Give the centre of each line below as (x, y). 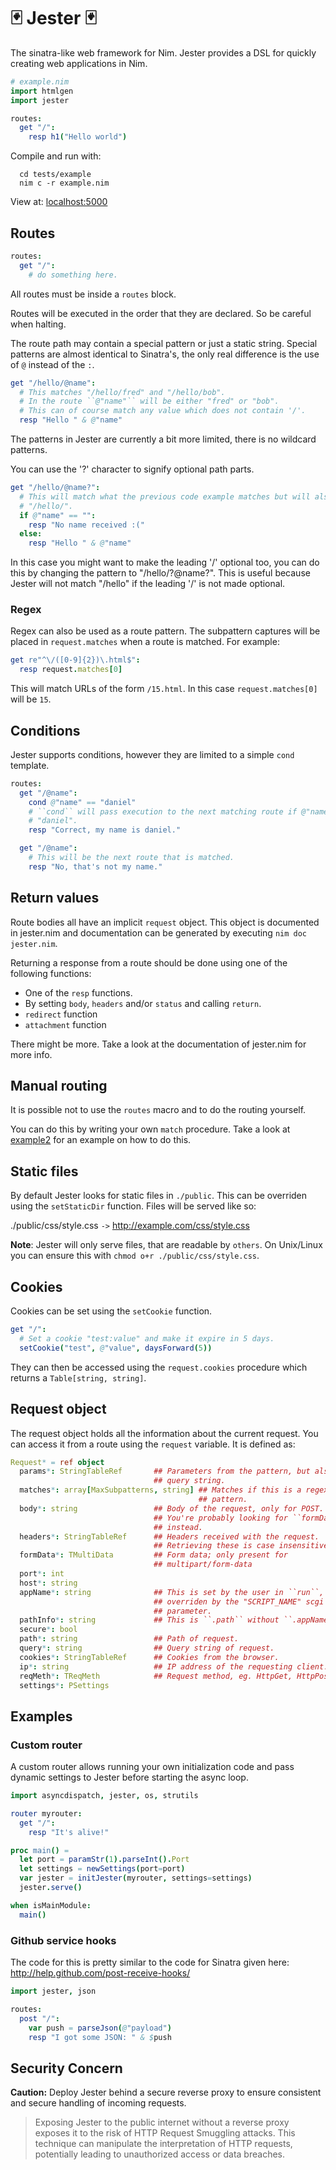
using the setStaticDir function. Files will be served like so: (133, 1206)
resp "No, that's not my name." (95, 866)
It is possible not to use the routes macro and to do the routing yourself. (158, 1110)
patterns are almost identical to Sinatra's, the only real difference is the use (165, 354)
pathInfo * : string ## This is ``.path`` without (149, 1620)
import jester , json (53, 1991)
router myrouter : (46, 1813)
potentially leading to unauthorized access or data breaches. (160, 2154)
